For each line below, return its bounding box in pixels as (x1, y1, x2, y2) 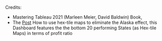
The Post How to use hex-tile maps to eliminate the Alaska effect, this (12, 20, 157, 25)
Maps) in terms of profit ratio (12, 30, 73, 36)
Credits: (5, 5, 22, 10)
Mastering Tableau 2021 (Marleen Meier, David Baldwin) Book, (12, 14, 142, 20)
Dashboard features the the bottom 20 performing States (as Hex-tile (12, 25, 156, 31)
